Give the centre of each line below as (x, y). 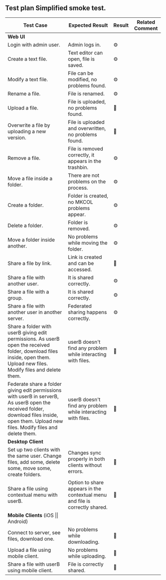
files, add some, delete (34, 462)
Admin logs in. (84, 45)
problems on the (87, 181)
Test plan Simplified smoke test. (56, 8)
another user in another (35, 312)
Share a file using (28, 488)
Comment (146, 28)
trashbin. (78, 167)
